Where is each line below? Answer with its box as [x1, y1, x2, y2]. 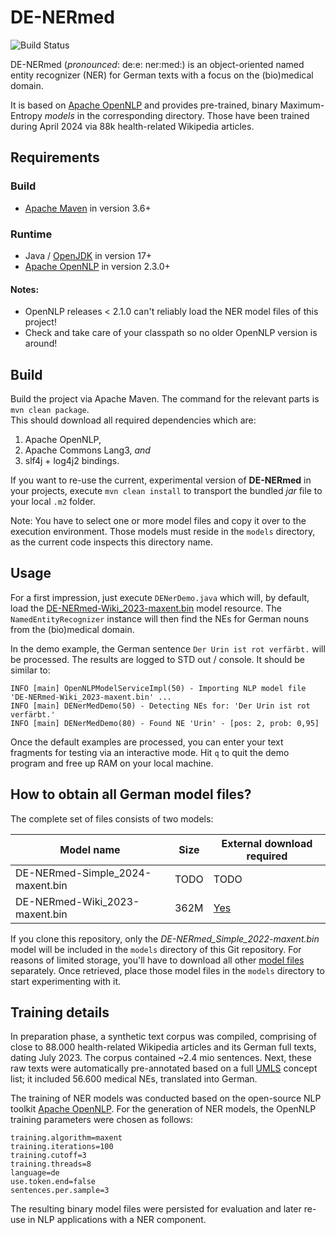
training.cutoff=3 [10, 1151, 87, 1161]
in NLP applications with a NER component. [27, 1214, 207, 1226]
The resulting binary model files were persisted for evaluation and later [10, 1203, 302, 1215]
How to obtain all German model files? [10, 786, 252, 803]
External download [221, 836, 313, 850]
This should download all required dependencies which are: [10, 414, 257, 426]
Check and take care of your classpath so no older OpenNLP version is [24, 327, 318, 339]
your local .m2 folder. [10, 495, 96, 507]
